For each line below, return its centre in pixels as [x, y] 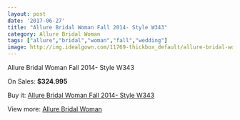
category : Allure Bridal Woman [54, 34]
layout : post [27, 14]
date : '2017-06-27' [36, 21]
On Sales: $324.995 [37, 81]
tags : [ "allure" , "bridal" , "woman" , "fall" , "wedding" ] [87, 41]
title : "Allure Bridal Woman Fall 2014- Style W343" [87, 27]
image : [17, 47]
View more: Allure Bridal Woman [55, 109]
